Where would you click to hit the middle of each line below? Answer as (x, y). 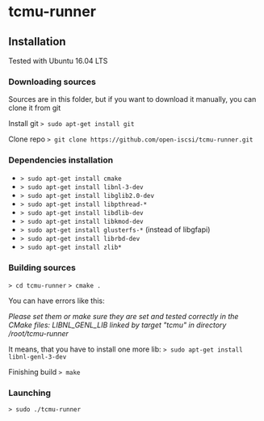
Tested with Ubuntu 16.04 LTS (58, 61)
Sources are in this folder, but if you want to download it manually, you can (132, 99)
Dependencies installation (61, 160)
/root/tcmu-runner (38, 333)
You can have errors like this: (57, 301)
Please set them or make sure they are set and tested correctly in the (124, 316)
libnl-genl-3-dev (38, 357)
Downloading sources (52, 82)
